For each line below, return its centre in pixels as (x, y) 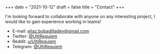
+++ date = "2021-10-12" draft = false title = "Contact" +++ (65, 7)
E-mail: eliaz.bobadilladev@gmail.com (51, 31)
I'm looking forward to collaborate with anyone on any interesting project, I (80, 16)
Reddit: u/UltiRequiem (34, 41)
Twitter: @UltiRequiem (35, 36)
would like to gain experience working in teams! (53, 22)
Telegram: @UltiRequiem (37, 46)
